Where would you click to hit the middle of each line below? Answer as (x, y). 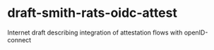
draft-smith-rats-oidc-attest (93, 13)
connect (19, 39)
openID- (196, 32)
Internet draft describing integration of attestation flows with (95, 32)
